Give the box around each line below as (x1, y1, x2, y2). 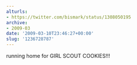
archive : (6, 19, 28, 25)
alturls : (6, 8, 28, 15)
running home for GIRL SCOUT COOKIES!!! (6, 53, 111, 59)
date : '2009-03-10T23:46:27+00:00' (6, 31, 94, 37)
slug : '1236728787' (6, 36, 55, 42)
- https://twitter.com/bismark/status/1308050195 (6, 14, 132, 20)
